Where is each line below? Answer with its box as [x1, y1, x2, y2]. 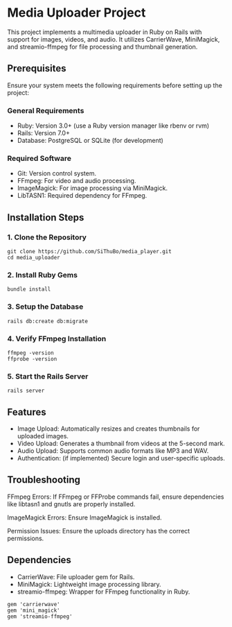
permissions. [7, 534, 44, 542]
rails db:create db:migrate [7, 318, 89, 325]
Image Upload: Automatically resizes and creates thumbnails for [17, 424, 200, 433]
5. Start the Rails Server [7, 371, 89, 381]
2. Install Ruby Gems [7, 270, 78, 280]
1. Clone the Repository [7, 232, 87, 242]
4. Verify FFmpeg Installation [7, 334, 107, 343]
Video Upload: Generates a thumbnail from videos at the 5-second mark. [17, 439, 225, 448]
